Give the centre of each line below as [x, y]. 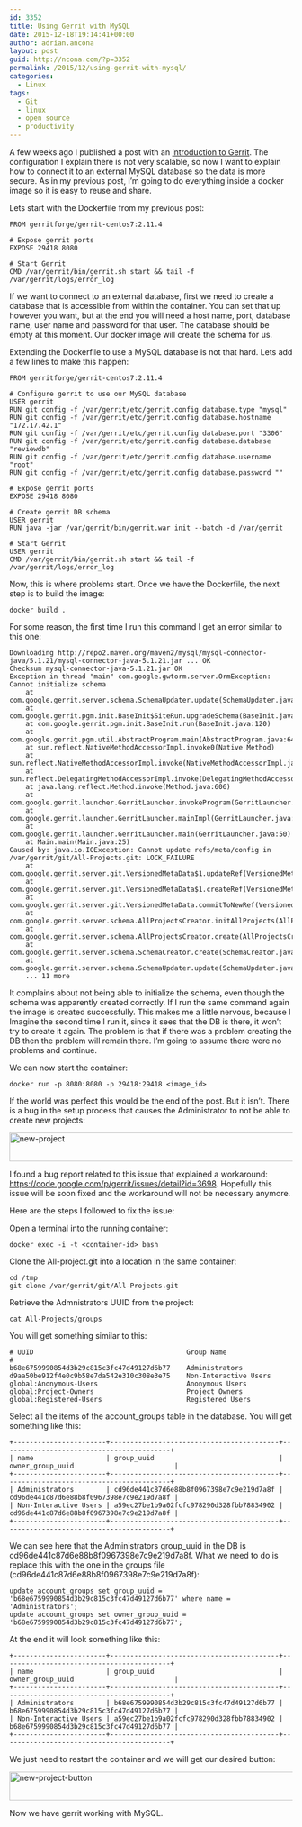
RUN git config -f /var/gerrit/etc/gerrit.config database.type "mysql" [148, 410]
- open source [44, 118]
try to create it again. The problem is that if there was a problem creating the [151, 1031]
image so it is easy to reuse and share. [81, 191]
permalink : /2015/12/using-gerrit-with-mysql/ [98, 68]
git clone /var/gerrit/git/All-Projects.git [94, 1286]
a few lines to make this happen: [69, 362]
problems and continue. [53, 1050]
